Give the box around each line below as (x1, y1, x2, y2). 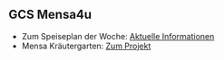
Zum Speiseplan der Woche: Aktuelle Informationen (21, 30, 215, 41)
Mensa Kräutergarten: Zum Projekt (21, 40, 151, 51)
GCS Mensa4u (8, 7, 93, 22)
